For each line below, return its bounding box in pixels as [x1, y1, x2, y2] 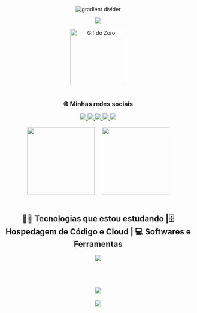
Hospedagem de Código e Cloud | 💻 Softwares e [5, 227, 191, 237]
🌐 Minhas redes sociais [63, 100, 134, 108]
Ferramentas [74, 239, 123, 249]
